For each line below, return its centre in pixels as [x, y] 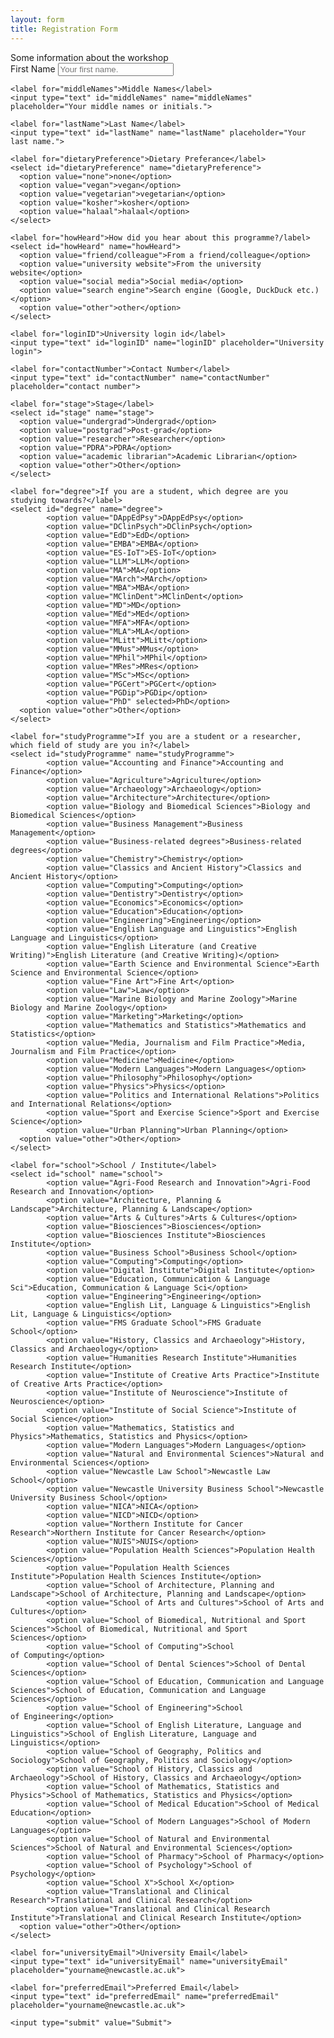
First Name [33, 68]
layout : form [37, 19]
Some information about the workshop [89, 57]
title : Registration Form [64, 29]
